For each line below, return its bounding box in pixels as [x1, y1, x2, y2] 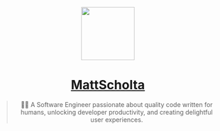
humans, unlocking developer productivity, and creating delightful [20, 108, 214, 116]
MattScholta [70, 77, 145, 93]
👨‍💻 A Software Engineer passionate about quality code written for [20, 100, 214, 108]
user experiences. [90, 115, 143, 124]
